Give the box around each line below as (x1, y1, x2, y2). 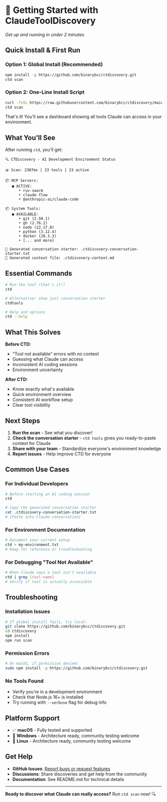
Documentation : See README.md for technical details (12, 776, 124, 782)
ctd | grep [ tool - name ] (5, 575, 55, 580)
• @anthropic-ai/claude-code (18, 197, 79, 202)
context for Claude (12, 440, 51, 446)
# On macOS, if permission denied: (5, 661, 79, 666)
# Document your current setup (5, 538, 70, 543)
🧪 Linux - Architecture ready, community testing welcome (12, 738, 131, 744)
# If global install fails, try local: (5, 619, 88, 624)
